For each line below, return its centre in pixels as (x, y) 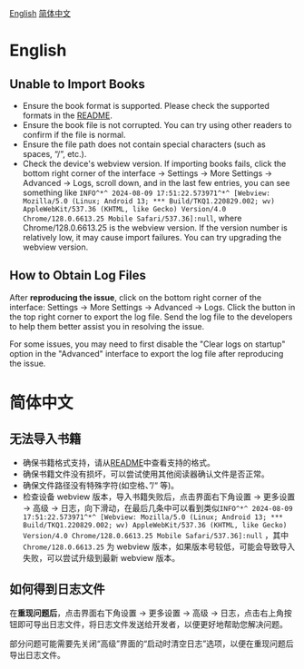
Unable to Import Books (77, 84)
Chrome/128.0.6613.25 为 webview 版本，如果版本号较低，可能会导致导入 (159, 546)
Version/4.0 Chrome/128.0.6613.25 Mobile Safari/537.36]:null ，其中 (156, 535)
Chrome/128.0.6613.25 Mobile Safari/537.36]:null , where (132, 218)
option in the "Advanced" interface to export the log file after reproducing (147, 353)
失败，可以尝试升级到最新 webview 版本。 (101, 557)
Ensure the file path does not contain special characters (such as (144, 144)
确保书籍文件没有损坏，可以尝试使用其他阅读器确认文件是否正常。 (146, 474)
